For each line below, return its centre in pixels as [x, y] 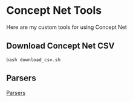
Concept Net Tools [54, 10]
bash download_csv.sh [34, 60]
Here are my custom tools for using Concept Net [66, 27]
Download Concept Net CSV [60, 46]
